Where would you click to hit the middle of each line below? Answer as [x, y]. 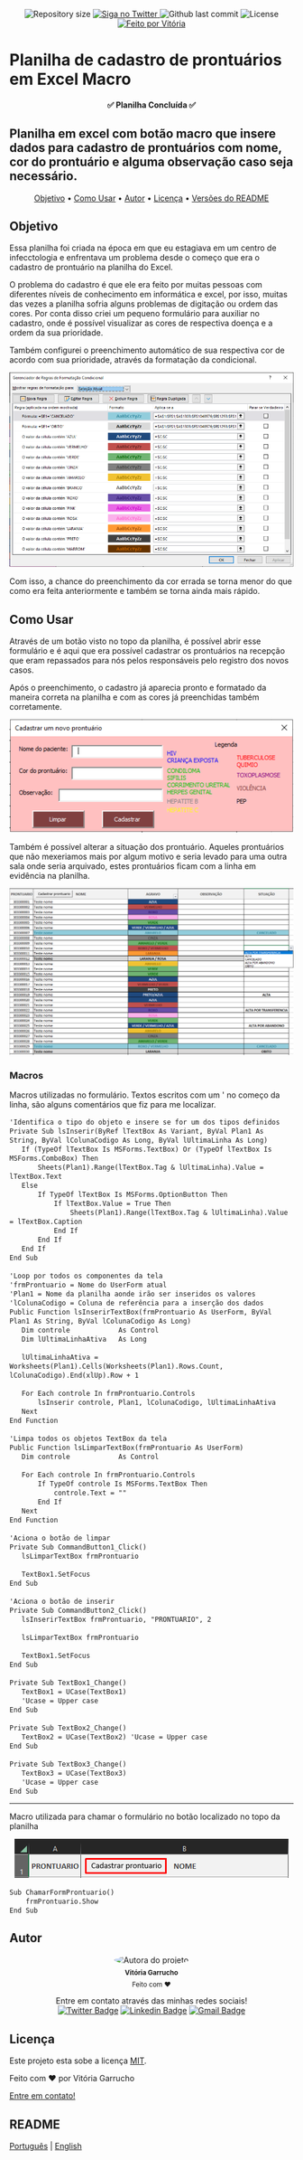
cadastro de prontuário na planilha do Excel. [91, 268]
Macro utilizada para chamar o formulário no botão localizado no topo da [145, 1816]
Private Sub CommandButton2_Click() [78, 1610]
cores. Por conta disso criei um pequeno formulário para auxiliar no [134, 314]
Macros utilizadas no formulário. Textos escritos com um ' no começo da [145, 1095]
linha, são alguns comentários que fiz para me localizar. [113, 1104]
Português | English [46, 2146]
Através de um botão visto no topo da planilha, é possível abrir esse [135, 641]
